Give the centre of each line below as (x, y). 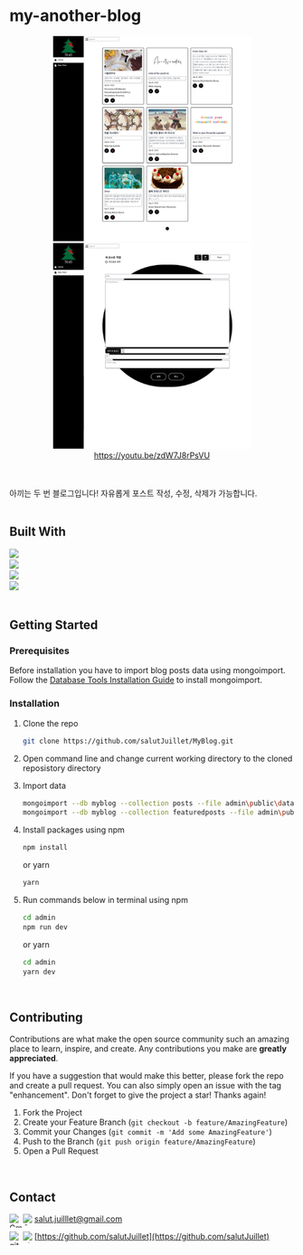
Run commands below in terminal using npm (105, 900)
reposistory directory (62, 768)
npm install (45, 848)
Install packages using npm (73, 830)
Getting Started (54, 625)
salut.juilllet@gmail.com (79, 1219)
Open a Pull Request (61, 1151)
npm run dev (45, 927)
